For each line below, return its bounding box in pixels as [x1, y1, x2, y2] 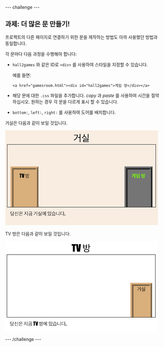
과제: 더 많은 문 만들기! [5, 20, 70, 28]
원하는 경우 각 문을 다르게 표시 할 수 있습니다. [31, 98, 118, 104]
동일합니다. [5, 40, 27, 46]
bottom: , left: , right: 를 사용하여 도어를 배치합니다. [12, 109, 116, 115]
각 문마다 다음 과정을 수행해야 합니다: [5, 51, 77, 57]
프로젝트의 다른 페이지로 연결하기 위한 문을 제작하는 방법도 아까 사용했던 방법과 [5, 34, 158, 40]
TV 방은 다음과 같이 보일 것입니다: [5, 231, 71, 237]
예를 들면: [12, 72, 31, 78]
